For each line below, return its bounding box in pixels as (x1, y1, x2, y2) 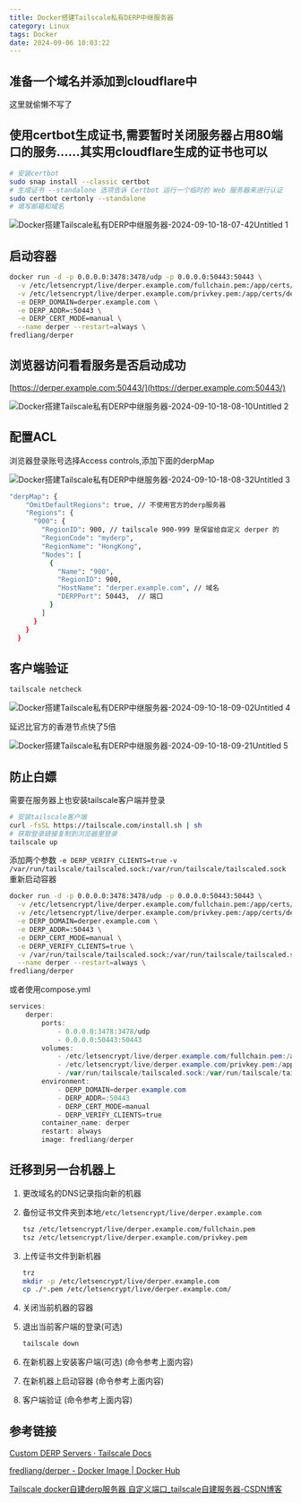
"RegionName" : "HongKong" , (41, 541, 142, 551)
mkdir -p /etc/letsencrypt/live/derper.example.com (21, 1276, 219, 1286)
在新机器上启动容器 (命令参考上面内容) (21, 1376, 164, 1386)
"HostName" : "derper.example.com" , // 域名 (56, 583, 219, 592)
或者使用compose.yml (9, 984, 91, 995)
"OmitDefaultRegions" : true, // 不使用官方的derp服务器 (25, 500, 227, 509)
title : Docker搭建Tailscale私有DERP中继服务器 (9, 13, 175, 22)
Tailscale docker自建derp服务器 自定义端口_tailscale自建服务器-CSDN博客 (9, 1483, 282, 1494)
